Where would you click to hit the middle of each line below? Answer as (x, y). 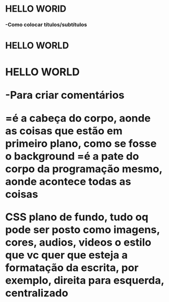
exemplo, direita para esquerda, (85, 280)
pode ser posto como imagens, (82, 230)
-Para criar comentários (65, 95)
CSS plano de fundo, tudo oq (77, 217)
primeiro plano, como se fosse (81, 143)
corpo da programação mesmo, (84, 168)
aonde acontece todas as (68, 181)
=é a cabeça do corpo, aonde (78, 118)
